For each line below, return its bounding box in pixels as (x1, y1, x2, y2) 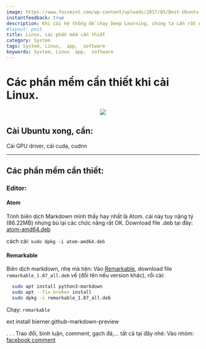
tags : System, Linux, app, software (6, 43, 105, 50)
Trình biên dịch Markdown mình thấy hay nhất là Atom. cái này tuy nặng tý (6, 212, 194, 220)
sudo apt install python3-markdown (12, 283, 103, 290)
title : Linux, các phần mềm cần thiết (6, 32, 105, 38)
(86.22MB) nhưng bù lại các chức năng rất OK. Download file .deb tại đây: (6, 219, 193, 227)
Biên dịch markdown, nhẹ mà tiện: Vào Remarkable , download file (6, 265, 172, 272)
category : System (6, 37, 51, 43)
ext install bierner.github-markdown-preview (6, 318, 120, 325)
